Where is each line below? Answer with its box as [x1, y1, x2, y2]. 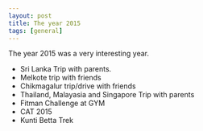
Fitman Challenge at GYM [19, 98, 106, 108]
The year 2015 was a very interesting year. [8, 49, 149, 59]
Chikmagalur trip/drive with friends [19, 81, 136, 91]
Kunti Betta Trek [19, 116, 74, 125]
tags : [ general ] [8, 27, 63, 35]
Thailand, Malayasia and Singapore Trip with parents [19, 90, 195, 100]
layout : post [8, 11, 52, 20]
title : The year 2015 [8, 19, 81, 27]
